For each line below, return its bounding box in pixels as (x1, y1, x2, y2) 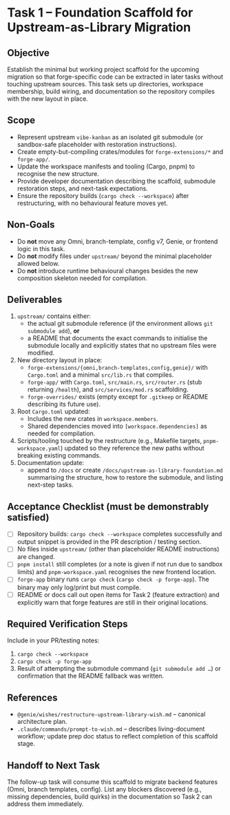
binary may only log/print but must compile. (17, 583, 141, 591)
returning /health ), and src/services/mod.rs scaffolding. (27, 385, 189, 394)
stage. (17, 740, 36, 748)
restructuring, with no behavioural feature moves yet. (17, 199, 169, 207)
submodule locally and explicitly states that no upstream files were (27, 342, 217, 350)
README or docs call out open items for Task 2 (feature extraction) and (17, 590, 220, 598)
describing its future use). (27, 400, 101, 409)
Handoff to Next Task (7, 759, 101, 771)
